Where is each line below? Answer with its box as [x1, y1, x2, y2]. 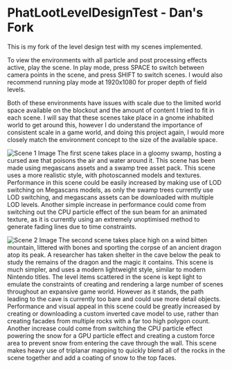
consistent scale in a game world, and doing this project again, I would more [7, 128, 225, 136]
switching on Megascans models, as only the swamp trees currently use [7, 186, 213, 194]
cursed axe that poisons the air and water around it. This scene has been [7, 156, 215, 164]
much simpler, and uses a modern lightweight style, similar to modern [7, 265, 206, 273]
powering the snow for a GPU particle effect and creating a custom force [7, 331, 215, 340]
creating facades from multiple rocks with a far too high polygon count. [7, 316, 211, 325]
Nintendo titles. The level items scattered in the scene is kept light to [7, 272, 202, 281]
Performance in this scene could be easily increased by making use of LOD [7, 178, 222, 186]
